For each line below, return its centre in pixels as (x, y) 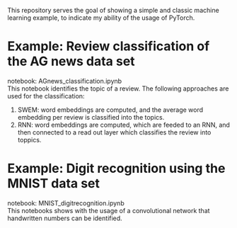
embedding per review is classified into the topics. (91, 117)
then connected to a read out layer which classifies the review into (114, 132)
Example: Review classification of (109, 46)
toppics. (29, 139)
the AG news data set (71, 61)
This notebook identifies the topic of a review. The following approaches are (118, 89)
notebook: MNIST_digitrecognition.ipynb (66, 203)
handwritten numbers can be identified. (65, 218)
